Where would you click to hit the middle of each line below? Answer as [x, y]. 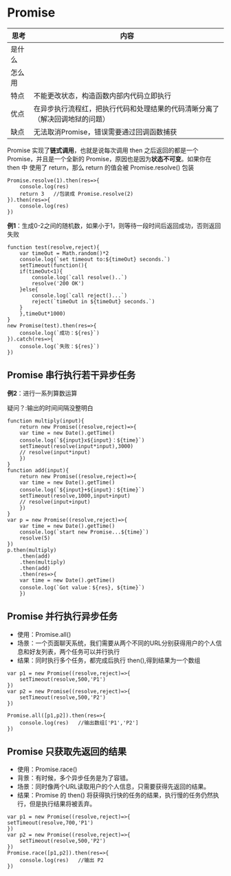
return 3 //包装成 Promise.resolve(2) [77, 194]
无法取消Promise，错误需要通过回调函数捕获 [105, 132]
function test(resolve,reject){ [53, 247]
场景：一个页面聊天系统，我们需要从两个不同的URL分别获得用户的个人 [117, 643]
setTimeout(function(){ [54, 265]
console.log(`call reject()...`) [80, 295]
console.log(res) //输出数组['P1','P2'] [79, 723]
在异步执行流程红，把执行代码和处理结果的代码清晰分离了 [126, 108]
